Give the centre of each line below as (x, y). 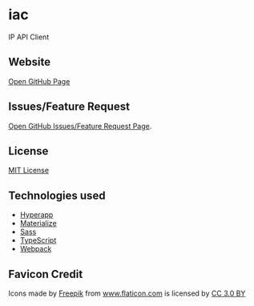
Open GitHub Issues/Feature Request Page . (80, 126)
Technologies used (57, 195)
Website (29, 62)
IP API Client (29, 37)
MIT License (29, 171)
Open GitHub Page (39, 81)
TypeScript (38, 240)
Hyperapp (36, 215)
